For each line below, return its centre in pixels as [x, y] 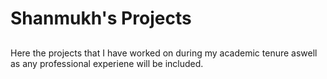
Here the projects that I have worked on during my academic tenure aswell [164, 53]
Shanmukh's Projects [101, 18]
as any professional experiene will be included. [107, 63]
